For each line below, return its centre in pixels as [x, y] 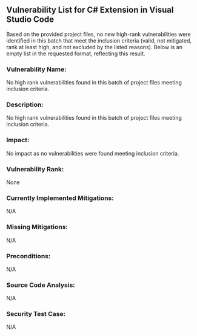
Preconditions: [28, 256]
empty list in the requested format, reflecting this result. [76, 53]
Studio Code [30, 20]
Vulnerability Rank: [35, 169]
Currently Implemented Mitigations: [60, 198]
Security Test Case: [36, 314]
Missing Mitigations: [37, 227]
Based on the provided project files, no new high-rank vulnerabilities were [98, 34]
